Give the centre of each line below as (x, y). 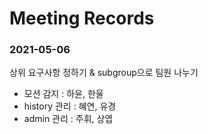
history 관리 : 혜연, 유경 (70, 106)
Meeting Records (82, 18)
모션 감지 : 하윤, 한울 (63, 94)
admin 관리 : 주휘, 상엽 (68, 119)
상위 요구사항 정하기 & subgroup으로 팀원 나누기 (104, 73)
